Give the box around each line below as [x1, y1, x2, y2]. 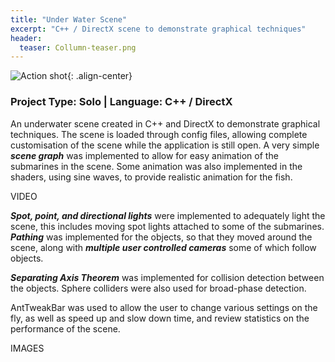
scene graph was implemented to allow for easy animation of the [10, 149, 279, 161]
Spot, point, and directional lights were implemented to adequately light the [10, 209, 326, 221]
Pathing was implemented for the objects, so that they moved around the [10, 231, 313, 243]
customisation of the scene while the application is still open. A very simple [10, 139, 320, 151]
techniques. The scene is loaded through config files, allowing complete [10, 128, 308, 140]
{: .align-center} [66, 70, 133, 82]
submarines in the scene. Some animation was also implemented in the [10, 160, 303, 172]
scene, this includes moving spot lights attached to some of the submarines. [10, 220, 325, 232]
